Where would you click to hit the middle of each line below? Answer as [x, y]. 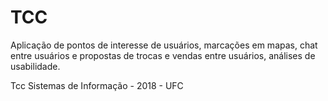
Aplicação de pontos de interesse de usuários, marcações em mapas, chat [164, 45]
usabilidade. [35, 66]
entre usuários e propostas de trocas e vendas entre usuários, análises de [163, 55]
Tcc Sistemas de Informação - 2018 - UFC [97, 85]
